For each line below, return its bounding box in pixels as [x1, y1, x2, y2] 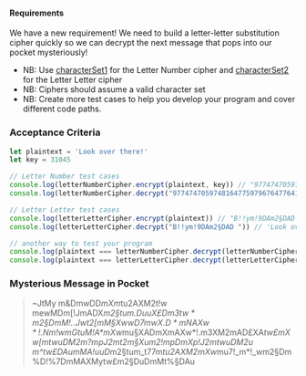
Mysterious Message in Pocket [9, 277, 149, 290]
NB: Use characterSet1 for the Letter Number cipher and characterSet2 [22, 65, 290, 76]
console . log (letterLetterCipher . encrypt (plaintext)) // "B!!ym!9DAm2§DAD [9, 214, 296, 223]
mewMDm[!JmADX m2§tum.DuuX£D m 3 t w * [31, 308, 196, 319]
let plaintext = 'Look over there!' [9, 147, 148, 156]
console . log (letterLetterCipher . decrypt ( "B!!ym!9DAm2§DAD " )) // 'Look [9, 222, 287, 232]
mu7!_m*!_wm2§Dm [216, 347, 292, 358]
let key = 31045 [9, 155, 71, 164]
